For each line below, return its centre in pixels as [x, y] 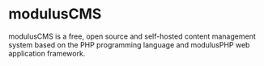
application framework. [47, 53]
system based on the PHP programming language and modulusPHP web [129, 44]
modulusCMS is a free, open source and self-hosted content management [132, 36]
